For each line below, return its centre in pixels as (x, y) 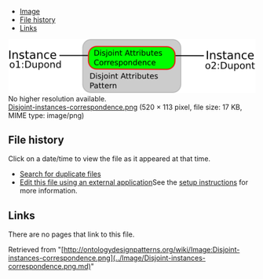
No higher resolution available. (58, 98)
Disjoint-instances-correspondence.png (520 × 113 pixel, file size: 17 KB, (125, 107)
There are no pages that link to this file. (71, 234)
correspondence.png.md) (50, 266)
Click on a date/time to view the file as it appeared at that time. (109, 159)
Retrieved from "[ (36, 250)
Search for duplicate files (60, 174)
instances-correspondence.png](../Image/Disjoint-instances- (107, 258)
